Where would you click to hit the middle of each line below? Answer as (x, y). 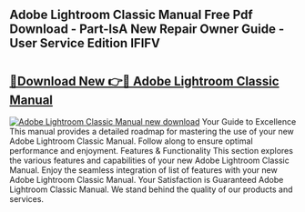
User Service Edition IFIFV (85, 43)
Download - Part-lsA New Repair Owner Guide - (147, 30)
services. (26, 199)
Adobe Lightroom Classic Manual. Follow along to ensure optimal (131, 141)
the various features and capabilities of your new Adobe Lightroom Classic (149, 160)
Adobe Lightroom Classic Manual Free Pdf (131, 15)
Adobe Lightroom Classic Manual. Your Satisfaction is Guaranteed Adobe (147, 180)
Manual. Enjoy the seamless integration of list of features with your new (143, 170)
